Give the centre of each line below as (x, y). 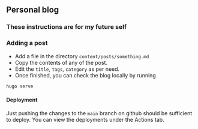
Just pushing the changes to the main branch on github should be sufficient (99, 113)
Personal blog (33, 10)
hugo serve (20, 86)
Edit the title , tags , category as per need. (67, 69)
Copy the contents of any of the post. (61, 62)
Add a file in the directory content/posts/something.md (82, 56)
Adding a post (27, 43)
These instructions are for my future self (67, 27)
